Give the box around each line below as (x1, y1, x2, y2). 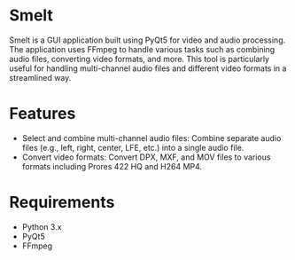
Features (9, 104, 76, 124)
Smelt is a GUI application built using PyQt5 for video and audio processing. (9, 35, 286, 45)
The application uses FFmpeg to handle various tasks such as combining (9, 43, 276, 54)
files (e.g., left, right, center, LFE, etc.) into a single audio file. (21, 142, 245, 153)
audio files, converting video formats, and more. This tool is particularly (9, 53, 270, 64)
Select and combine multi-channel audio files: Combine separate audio (21, 132, 282, 143)
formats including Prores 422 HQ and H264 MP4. (21, 161, 202, 171)
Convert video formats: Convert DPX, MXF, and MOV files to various (21, 152, 271, 162)
